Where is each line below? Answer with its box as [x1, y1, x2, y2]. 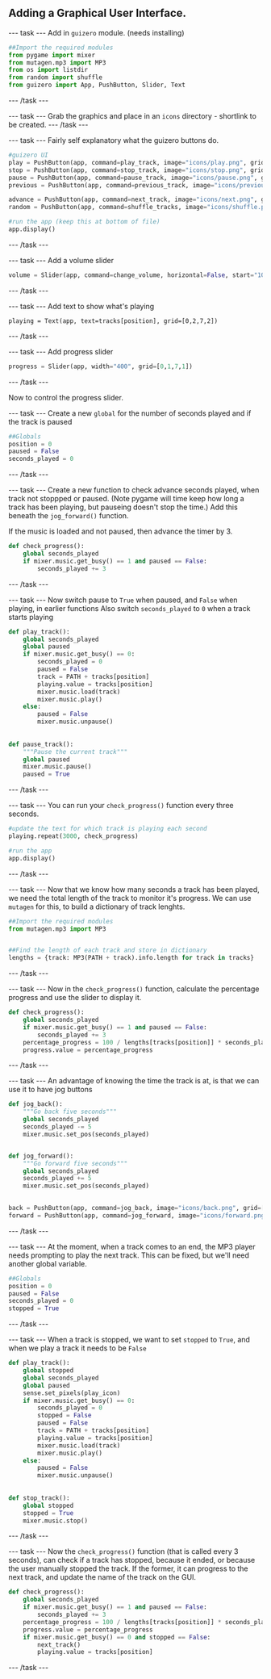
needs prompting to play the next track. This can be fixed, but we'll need [8, 1250, 250, 1260]
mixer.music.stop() [23, 1517, 89, 1525]
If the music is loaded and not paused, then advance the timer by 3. [8, 526, 233, 536]
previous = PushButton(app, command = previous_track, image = [8, 181, 215, 189]
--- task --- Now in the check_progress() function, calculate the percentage [8, 984, 260, 994]
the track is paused [8, 417, 73, 426]
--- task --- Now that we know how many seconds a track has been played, [8, 884, 260, 894]
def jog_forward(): [8, 1152, 74, 1160]
